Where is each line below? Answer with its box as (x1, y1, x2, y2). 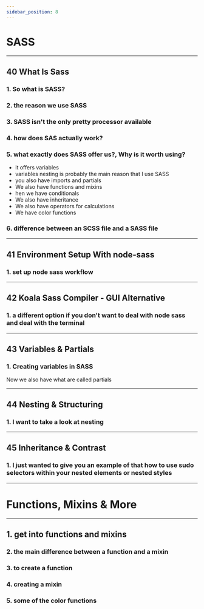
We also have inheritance (15, 196, 79, 203)
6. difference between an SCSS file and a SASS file (6, 224, 158, 233)
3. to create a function (6, 563, 73, 572)
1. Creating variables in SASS (6, 362, 93, 370)
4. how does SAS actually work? (6, 134, 103, 142)
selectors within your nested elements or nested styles (6, 469, 172, 477)
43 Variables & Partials (6, 344, 94, 354)
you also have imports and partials (15, 177, 101, 184)
